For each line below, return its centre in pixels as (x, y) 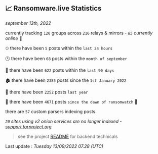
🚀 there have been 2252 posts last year (47, 92)
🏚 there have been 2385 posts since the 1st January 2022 (66, 80)
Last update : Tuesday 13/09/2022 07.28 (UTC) (54, 146)
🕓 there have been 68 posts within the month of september (66, 58)
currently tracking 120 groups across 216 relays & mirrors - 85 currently (79, 33)
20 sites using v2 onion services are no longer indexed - (64, 121)
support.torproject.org (28, 126)
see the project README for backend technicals (68, 136)
